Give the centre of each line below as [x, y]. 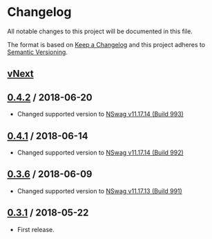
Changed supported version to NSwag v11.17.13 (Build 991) [100, 191]
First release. [36, 229]
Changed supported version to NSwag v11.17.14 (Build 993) [100, 114]
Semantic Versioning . [37, 52]
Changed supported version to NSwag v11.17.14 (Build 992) [100, 152]
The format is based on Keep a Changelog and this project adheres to [106, 44]
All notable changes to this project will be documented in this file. [100, 31]
